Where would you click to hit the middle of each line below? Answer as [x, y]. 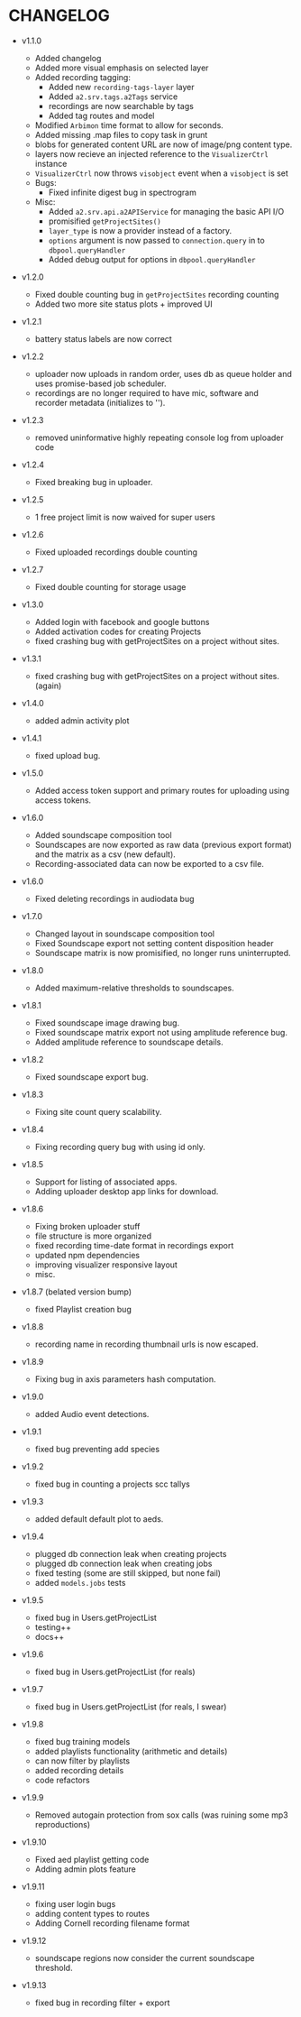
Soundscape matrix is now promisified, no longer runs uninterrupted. [163, 953]
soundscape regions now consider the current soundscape [145, 1957]
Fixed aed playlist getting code [92, 1859]
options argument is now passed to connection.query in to [156, 240]
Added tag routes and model [101, 115]
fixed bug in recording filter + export [102, 2003]
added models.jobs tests [80, 1582]
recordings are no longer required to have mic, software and [146, 392]
